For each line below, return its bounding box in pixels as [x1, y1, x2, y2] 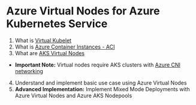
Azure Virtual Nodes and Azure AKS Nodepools [14, 92, 132, 99]
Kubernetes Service [6, 17, 108, 31]
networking [14, 67, 44, 74]
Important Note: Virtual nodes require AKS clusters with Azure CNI [14, 61, 181, 68]
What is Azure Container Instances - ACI [14, 43, 115, 50]
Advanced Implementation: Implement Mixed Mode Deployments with [14, 85, 190, 92]
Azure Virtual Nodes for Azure [6, 4, 160, 18]
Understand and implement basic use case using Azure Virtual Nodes [14, 79, 187, 86]
